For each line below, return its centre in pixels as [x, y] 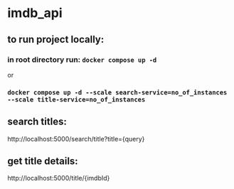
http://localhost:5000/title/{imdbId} [59, 178]
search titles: [37, 122]
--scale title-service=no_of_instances [76, 99]
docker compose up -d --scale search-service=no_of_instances [117, 92]
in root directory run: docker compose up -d [82, 60]
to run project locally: [56, 39]
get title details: [43, 161]
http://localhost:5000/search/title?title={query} [76, 139]
